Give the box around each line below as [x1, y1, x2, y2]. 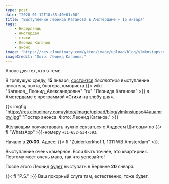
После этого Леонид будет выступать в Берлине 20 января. [5, 164, 135, 170]
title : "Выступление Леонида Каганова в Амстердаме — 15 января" [5, 17, 145, 22]
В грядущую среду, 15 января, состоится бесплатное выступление [5, 77, 149, 83]
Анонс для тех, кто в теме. [5, 68, 62, 74]
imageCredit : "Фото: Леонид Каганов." [5, 54, 87, 59]
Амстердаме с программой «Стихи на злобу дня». [5, 94, 115, 100]
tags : [5, 21, 17, 27]
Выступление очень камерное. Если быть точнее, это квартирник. [5, 149, 148, 155]
